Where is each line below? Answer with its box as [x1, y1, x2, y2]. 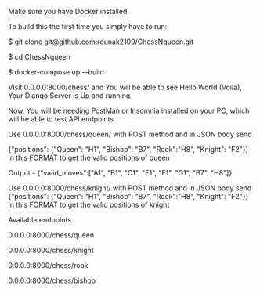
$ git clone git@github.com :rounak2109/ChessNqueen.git [8, 37, 194, 46]
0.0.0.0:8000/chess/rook [8, 261, 88, 269]
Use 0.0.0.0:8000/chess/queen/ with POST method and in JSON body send [8, 129, 252, 139]
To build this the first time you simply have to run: [8, 22, 168, 31]
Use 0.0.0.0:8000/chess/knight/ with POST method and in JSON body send [8, 183, 252, 193]
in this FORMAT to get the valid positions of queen [8, 153, 170, 162]
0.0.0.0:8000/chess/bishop [8, 276, 96, 285]
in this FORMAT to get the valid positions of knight [8, 200, 170, 209]
